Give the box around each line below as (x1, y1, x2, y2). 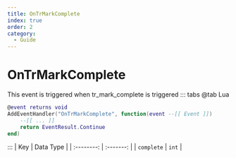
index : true (7, 17, 42, 24)
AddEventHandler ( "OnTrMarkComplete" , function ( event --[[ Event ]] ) (7, 110, 213, 117)
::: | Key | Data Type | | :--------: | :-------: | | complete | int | (7, 142, 182, 152)
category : (7, 30, 37, 37)
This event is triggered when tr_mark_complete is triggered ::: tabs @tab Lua (7, 90, 230, 99)
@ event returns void (7, 104, 68, 111)
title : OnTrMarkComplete (7, 10, 80, 18)
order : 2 (7, 23, 33, 30)
